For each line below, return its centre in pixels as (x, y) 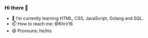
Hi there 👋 (17, 8)
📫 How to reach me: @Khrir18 (42, 24)
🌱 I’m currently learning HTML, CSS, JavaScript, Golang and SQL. (77, 19)
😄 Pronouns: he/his (32, 31)
